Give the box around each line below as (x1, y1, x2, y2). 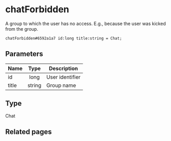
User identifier (46, 73, 81, 80)
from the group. (5, 26, 38, 32)
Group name (46, 82, 77, 89)
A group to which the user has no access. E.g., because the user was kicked (5, 20, 166, 27)
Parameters (5, 50, 43, 58)
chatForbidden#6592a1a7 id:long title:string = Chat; (5, 36, 123, 41)
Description (48, 65, 78, 72)
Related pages (5, 127, 52, 136)
